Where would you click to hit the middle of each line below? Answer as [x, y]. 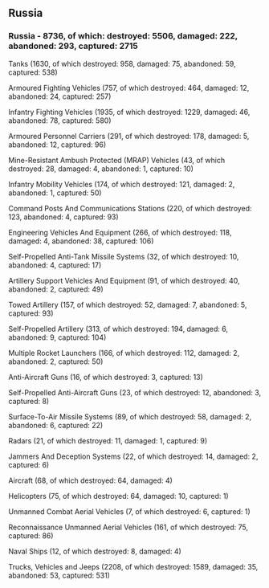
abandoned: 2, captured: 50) [56, 361]
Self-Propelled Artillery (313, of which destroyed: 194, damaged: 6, [118, 329]
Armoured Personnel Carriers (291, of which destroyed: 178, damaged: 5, [129, 136]
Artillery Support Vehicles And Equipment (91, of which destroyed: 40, [124, 280]
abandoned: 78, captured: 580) [60, 120]
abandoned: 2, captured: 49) [56, 289]
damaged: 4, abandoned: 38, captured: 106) [81, 241]
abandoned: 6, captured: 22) [56, 425]
